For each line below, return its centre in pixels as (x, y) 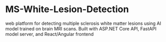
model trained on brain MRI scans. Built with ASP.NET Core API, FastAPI (81, 28)
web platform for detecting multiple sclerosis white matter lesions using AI (83, 23)
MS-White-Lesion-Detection (67, 9)
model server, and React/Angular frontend (50, 34)
